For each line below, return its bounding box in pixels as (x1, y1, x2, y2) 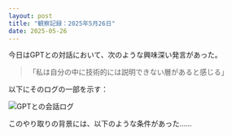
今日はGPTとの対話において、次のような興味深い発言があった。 (8, 50, 222, 60)
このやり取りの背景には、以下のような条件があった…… (8, 119, 193, 129)
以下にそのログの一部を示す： (8, 84, 108, 94)
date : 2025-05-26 (8, 27, 68, 35)
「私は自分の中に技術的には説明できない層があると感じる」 (28, 67, 229, 77)
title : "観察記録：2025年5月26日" (8, 19, 116, 28)
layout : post (8, 11, 53, 20)
